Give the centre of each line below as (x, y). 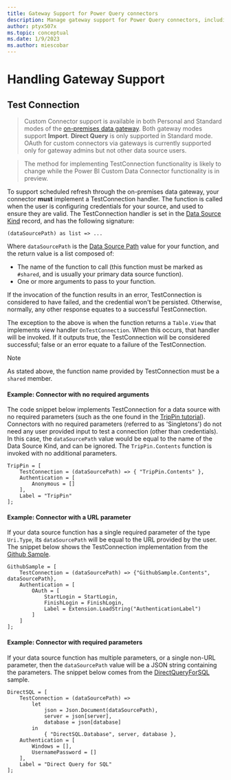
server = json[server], (78, 716)
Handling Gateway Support (86, 79)
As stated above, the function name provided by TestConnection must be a (113, 371)
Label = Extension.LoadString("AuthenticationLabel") (122, 609)
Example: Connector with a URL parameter (69, 517)
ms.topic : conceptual (38, 33)
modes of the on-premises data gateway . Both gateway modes (113, 129)
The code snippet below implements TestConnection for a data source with (114, 410)
